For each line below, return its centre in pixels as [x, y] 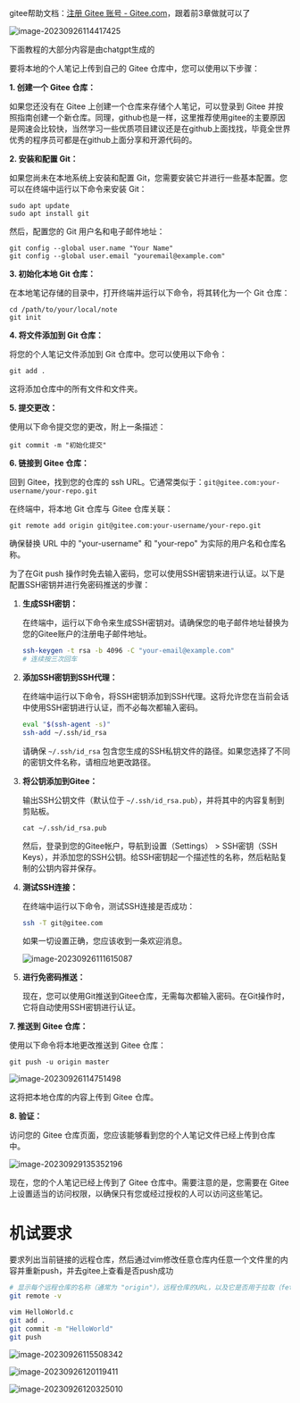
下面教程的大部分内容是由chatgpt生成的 [82, 49]
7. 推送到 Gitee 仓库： [49, 1026]
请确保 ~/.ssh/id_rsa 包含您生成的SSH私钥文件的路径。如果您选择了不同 [156, 751]
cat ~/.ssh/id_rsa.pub [64, 828]
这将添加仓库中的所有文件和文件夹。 [76, 388]
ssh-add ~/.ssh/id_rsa [64, 732]
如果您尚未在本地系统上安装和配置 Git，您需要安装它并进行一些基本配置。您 [149, 178]
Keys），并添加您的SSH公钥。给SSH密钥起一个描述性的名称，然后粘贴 [150, 856]
